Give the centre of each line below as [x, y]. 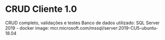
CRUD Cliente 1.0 [41, 9]
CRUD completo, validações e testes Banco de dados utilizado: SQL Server [82, 23]
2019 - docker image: [27, 28]
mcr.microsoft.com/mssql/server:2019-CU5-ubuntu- [104, 28]
